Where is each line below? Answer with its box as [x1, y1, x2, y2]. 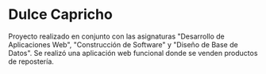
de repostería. [8, 57, 54, 66]
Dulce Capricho [8, 6, 113, 24]
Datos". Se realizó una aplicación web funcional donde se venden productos [8, 48, 258, 57]
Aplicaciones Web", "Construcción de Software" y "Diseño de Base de [8, 39, 238, 49]
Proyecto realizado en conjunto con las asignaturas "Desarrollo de [8, 31, 225, 41]
